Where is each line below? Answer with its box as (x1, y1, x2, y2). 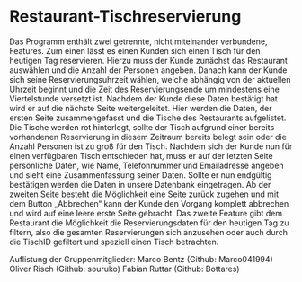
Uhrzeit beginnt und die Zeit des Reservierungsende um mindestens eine (9, 84, 280, 94)
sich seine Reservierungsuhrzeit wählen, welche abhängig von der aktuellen (9, 74, 291, 84)
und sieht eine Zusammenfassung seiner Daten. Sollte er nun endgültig (9, 169, 272, 181)
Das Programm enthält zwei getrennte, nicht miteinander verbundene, (9, 36, 268, 47)
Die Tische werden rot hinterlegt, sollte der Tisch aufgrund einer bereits (9, 121, 275, 132)
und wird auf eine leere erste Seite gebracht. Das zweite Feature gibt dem (9, 207, 283, 218)
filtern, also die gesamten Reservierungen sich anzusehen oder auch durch (9, 226, 289, 237)
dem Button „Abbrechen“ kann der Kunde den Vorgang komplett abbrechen (9, 198, 289, 208)
